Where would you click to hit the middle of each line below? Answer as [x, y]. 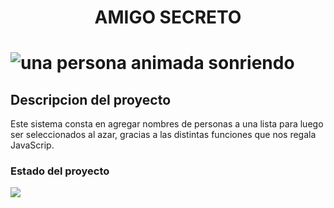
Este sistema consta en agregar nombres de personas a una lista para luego [167, 124]
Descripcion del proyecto [91, 99]
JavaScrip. [32, 145]
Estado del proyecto [60, 171]
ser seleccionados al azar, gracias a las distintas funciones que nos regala [163, 135]
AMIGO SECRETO [168, 17]
